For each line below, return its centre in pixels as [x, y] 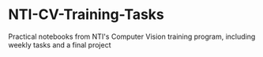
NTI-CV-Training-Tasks [86, 15]
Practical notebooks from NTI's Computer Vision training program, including [132, 36]
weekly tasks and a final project [60, 44]
